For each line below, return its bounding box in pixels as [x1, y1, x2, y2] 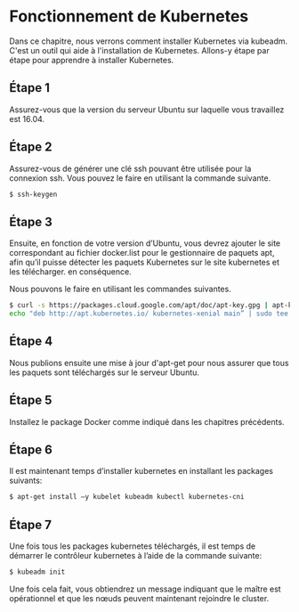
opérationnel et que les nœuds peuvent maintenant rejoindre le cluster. [9, 593, 270, 603]
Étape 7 [9, 517, 52, 532]
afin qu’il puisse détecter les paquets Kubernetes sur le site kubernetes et [9, 257, 280, 268]
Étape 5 [9, 393, 53, 408]
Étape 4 [9, 334, 53, 349]
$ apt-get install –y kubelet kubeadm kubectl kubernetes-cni [9, 493, 245, 502]
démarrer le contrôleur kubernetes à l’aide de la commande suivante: [9, 551, 263, 561]
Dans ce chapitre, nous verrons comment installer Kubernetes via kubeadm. [9, 36, 288, 46]
